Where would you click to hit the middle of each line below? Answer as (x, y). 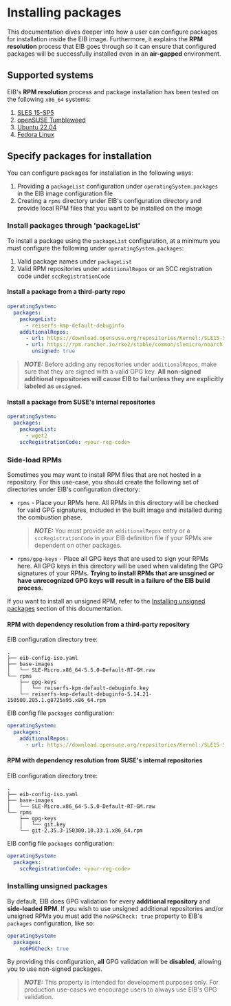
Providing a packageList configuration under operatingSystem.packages (118, 186)
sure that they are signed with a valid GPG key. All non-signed (112, 372)
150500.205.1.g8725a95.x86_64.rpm (57, 700)
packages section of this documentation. (65, 608)
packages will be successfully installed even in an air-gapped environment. (114, 54)
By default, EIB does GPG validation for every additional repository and (109, 901)
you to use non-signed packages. (55, 969)
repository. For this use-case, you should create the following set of (103, 482)
